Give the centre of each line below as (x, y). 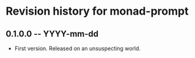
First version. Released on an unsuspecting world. (78, 48)
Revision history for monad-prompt (97, 11)
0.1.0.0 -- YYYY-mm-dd (52, 34)
